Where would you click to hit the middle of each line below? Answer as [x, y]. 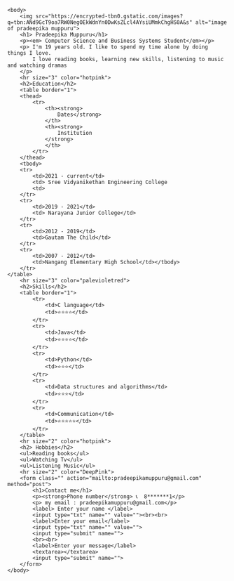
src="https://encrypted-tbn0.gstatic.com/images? [109, 16]
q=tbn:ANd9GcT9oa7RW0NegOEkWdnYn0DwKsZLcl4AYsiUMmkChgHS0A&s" [100, 22]
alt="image [211, 22]
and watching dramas [37, 65]
